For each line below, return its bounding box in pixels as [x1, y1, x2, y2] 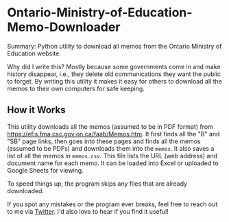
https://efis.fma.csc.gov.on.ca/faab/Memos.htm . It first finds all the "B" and [7, 129, 220, 138]
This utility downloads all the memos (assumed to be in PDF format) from [7, 122, 214, 131]
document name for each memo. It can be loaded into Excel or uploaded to [7, 159, 219, 167]
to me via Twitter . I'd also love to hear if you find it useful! [7, 207, 169, 215]
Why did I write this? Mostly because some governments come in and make [7, 62, 221, 71]
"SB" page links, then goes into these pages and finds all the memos [7, 137, 201, 145]
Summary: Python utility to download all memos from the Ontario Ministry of [7, 42, 222, 50]
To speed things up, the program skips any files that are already [7, 180, 187, 188]
